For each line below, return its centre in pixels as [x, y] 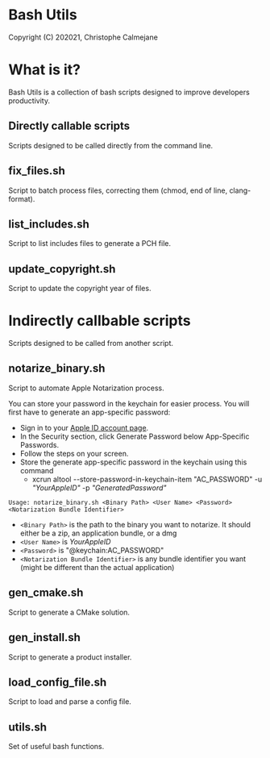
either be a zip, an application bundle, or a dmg [98, 533]
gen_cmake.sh [46, 593]
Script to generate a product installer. [70, 657]
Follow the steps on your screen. [74, 453]
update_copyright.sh [62, 269]
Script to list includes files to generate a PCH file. [90, 244]
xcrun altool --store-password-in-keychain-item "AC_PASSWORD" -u [147, 479]
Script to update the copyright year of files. [80, 289]
